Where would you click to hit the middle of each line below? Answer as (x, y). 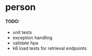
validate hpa (26, 43)
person (21, 7)
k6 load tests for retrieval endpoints (50, 48)
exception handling (32, 38)
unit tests (22, 32)
